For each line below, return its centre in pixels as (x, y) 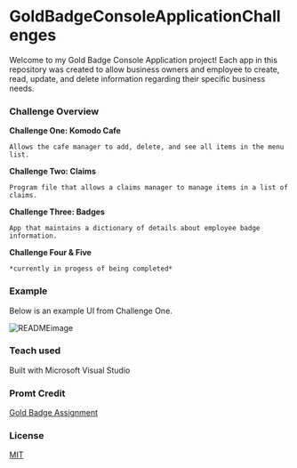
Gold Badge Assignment (53, 413)
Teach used (35, 351)
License (27, 436)
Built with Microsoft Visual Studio (70, 370)
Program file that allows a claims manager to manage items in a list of (149, 188)
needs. (22, 88)
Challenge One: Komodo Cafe (65, 131)
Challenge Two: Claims (52, 172)
